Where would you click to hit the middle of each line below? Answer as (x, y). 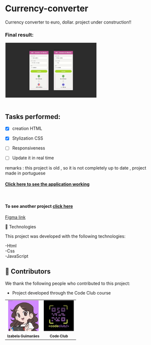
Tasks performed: (33, 116)
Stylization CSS (28, 138)
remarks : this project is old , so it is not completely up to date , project (76, 168)
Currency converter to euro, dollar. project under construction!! (68, 22)
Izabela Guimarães (23, 336)
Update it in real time (33, 158)
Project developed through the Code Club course (61, 293)
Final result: (19, 35)
